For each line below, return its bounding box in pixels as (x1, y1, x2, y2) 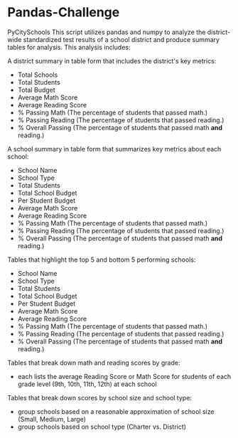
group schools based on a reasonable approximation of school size (17, 407, 215, 416)
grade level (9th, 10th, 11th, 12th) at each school (17, 380, 158, 388)
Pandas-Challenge (7, 4, 120, 21)
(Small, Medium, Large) (17, 415, 87, 423)
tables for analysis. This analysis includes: (7, 43, 131, 51)
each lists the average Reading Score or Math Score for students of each (17, 372, 232, 380)
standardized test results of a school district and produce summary (23, 35, 220, 43)
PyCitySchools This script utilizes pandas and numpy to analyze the (7, 28, 206, 36)
